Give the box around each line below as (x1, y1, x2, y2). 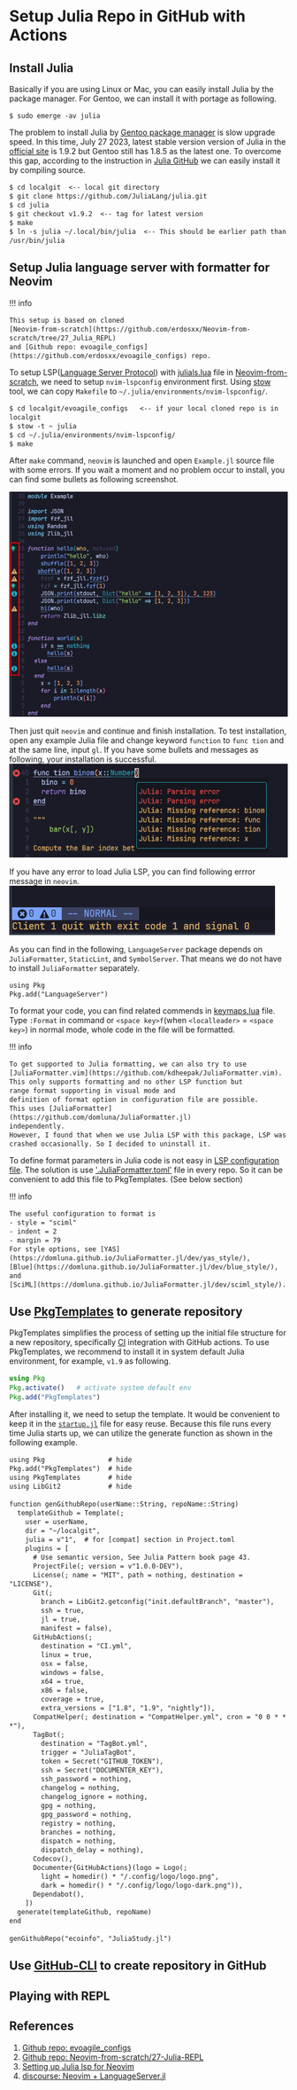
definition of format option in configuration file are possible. (9, 1095, 259, 1104)
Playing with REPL (9, 1988, 110, 2003)
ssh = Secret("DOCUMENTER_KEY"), (41, 1765, 164, 1774)
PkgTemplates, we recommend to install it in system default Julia (9, 1346, 245, 1358)
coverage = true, (41, 1695, 104, 1703)
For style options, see (9, 1244, 97, 1254)
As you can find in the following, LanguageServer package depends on (9, 943, 263, 954)
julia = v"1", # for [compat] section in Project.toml (25, 1535, 236, 1544)
